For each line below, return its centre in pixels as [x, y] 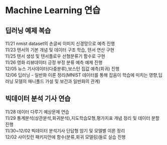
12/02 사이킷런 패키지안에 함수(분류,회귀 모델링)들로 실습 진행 [65, 137]
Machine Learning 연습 [53, 10]
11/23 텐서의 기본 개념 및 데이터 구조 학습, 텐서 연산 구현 [60, 50]
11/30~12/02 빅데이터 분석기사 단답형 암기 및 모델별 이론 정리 [65, 130]
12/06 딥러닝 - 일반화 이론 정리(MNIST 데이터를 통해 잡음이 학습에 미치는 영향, [82, 75]
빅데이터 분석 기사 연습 [38, 99]
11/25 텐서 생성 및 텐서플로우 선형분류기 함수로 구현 [55, 56]
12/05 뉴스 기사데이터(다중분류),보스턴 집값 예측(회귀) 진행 [62, 69]
